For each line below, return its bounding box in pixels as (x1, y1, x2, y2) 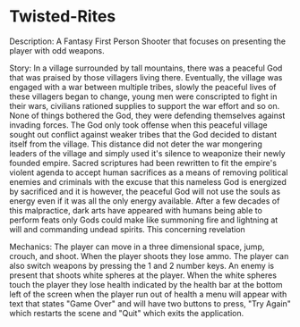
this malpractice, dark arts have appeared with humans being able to (9, 205, 262, 215)
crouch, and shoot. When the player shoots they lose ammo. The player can (9, 250, 289, 261)
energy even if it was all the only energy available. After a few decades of (9, 195, 280, 206)
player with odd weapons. (9, 45, 105, 55)
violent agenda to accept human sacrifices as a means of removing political (9, 167, 288, 178)
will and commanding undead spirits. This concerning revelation (9, 223, 246, 234)
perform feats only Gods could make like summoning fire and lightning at (9, 214, 279, 225)
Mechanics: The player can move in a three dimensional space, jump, (9, 241, 265, 252)
